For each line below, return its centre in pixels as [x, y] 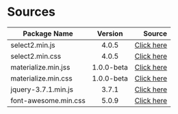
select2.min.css [36, 56]
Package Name [48, 33]
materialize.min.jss [40, 67]
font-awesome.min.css [48, 100]
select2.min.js [33, 45]
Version [110, 33]
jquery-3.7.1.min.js [42, 89]
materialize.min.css [42, 78]
